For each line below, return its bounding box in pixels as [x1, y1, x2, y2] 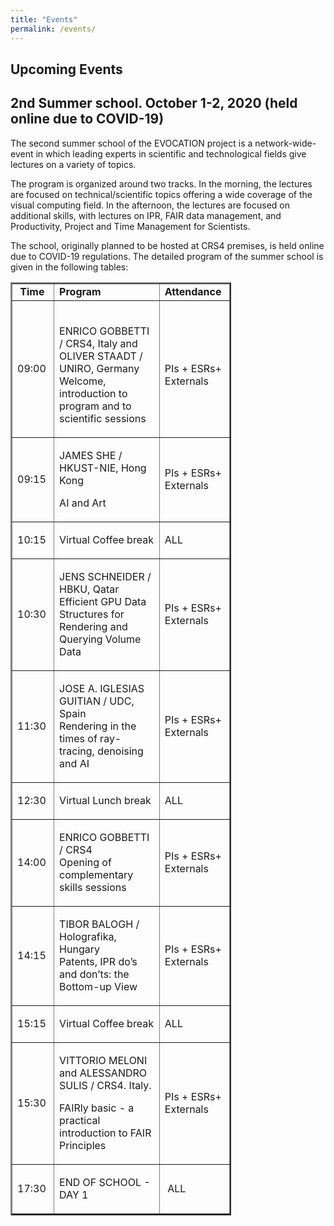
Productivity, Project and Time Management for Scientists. [10, 220, 251, 232]
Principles [59, 1138, 107, 1152]
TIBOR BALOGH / [59, 917, 140, 931]
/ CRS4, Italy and [59, 336, 138, 350]
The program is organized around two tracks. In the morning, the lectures [10, 177, 313, 190]
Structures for [59, 607, 125, 621]
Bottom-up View [59, 979, 138, 993]
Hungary [59, 942, 100, 956]
